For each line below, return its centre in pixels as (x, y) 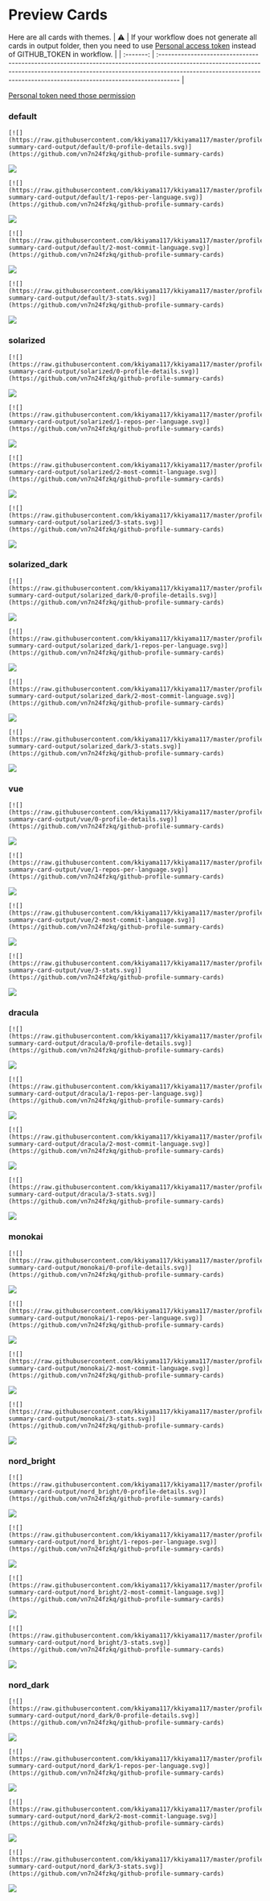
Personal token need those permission (72, 95)
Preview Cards (58, 15)
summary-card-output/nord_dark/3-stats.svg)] (86, 1867)
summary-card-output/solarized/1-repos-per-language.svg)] (109, 422)
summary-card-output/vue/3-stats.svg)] (75, 971)
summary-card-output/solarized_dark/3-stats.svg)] (95, 746)
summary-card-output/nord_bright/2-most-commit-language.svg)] (117, 1593)
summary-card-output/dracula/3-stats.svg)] (82, 1194)
